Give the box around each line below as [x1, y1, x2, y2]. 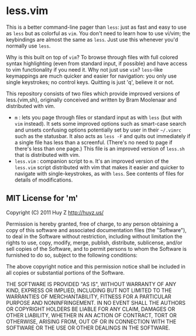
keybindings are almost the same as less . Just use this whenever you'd [6, 36, 178, 43]
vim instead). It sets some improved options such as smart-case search [14, 120, 187, 127]
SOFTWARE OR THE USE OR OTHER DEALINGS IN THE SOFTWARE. [6, 324, 170, 331]
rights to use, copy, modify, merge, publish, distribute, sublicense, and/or [6, 239, 183, 246]
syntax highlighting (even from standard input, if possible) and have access [6, 60, 188, 67]
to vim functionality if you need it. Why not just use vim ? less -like [6, 66, 163, 73]
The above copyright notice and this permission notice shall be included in [6, 263, 185, 270]
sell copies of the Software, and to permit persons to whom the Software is [6, 245, 187, 252]
